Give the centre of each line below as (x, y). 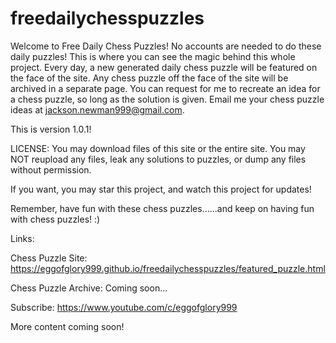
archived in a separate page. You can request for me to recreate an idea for (165, 88)
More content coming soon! (67, 326)
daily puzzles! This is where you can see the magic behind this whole (153, 56)
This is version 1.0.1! (51, 129)
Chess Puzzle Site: (49, 258)
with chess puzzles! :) (55, 219)
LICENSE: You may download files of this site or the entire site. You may (158, 148)
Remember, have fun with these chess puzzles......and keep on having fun (162, 208)
